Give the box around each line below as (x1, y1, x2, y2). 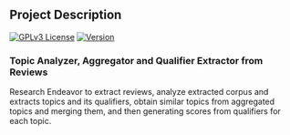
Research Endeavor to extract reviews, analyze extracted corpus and (9, 87, 269, 98)
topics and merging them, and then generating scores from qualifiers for (9, 106, 281, 117)
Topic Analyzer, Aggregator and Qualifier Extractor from (9, 54, 264, 67)
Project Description (9, 7, 122, 23)
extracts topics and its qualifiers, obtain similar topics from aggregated (9, 96, 275, 108)
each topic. (9, 116, 52, 127)
